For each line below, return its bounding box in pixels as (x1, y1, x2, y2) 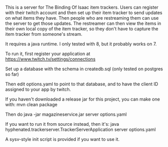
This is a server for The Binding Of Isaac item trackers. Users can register (5, 5, 158, 10)
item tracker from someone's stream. (5, 31, 82, 37)
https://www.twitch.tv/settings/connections (5, 56, 96, 62)
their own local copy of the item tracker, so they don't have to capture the (5, 26, 158, 32)
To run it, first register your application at (5, 51, 91, 57)
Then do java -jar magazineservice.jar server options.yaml (5, 111, 127, 117)
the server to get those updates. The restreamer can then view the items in (5, 20, 161, 26)
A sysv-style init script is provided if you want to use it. (5, 136, 120, 142)
